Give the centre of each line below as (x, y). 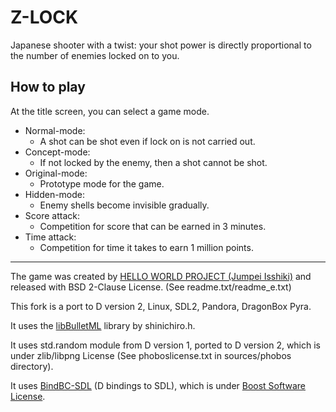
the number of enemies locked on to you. (95, 55)
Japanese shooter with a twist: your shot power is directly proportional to (161, 45)
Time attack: (50, 237)
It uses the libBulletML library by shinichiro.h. (103, 325)
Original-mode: (56, 173)
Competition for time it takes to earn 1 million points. (146, 247)
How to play (48, 87)
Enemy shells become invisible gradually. (124, 205)
